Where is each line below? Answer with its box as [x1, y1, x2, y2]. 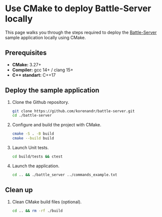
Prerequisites [5, 49, 47, 57]
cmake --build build [12, 136, 54, 141]
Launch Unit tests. [12, 145, 49, 151]
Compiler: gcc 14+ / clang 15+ [12, 67, 74, 73]
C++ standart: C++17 [12, 72, 56, 78]
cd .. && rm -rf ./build [12, 208, 63, 213]
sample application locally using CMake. [5, 35, 86, 40]
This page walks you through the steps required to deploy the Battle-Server [5, 29, 157, 35]
